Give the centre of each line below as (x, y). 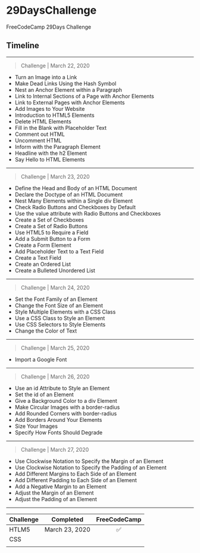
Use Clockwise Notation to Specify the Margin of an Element (89, 461)
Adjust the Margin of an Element (54, 493)
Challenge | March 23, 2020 (55, 176)
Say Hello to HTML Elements (50, 159)
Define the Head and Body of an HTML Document (76, 188)
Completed (68, 519)
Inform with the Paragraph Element (57, 147)
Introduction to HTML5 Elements (54, 115)
